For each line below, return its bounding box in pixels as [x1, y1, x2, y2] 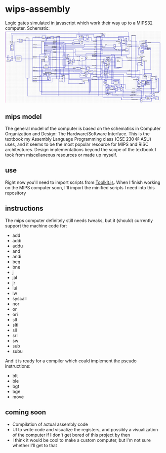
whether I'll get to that [12, 442, 57, 448]
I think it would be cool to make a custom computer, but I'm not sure [12, 437, 151, 443]
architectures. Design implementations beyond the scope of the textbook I [5, 147, 157, 153]
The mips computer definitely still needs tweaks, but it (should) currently [5, 217, 153, 224]
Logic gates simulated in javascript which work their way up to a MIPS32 [5, 20, 153, 26]
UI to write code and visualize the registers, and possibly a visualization [12, 426, 158, 432]
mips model [5, 113, 42, 121]
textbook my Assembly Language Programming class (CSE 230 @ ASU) [5, 136, 152, 142]
